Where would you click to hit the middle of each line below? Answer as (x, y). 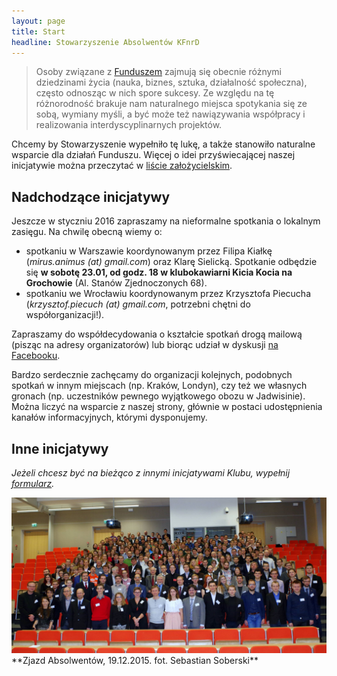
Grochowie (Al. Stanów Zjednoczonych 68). (116, 283)
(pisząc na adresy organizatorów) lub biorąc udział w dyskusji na (145, 345)
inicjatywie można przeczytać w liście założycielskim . (122, 166)
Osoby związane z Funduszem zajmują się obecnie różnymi (158, 72)
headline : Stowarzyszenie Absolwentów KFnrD (105, 42)
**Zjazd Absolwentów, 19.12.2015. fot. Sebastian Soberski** (135, 661)
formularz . (33, 483)
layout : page (38, 21)
